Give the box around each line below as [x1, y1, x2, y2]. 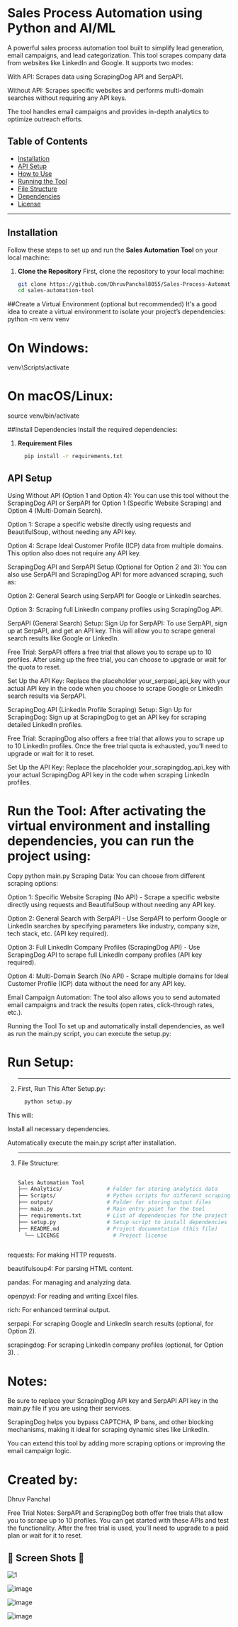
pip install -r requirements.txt [24, 452, 123, 460]
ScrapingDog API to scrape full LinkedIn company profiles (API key [7, 950, 203, 959]
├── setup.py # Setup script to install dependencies [17, 1218, 228, 1226]
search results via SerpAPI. [7, 692, 86, 700]
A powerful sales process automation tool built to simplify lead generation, [7, 43, 225, 52]
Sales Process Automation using [7, 5, 203, 21]
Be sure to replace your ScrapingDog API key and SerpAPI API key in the [7, 1396, 219, 1405]
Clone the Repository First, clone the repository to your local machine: [17, 267, 225, 275]
